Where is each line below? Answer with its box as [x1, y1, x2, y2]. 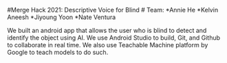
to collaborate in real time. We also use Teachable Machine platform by [7, 41, 208, 49]
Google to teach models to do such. [7, 48, 109, 56]
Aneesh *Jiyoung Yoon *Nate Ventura [7, 13, 116, 21]
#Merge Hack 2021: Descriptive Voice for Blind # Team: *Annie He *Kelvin [7, 6, 219, 14]
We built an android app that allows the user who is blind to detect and [7, 27, 207, 34]
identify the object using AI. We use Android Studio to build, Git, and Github [7, 34, 221, 42]
